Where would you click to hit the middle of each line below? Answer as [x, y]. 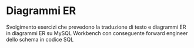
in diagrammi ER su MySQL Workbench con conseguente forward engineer [97, 33]
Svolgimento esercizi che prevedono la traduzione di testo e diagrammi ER [96, 27]
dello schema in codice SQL [40, 39]
